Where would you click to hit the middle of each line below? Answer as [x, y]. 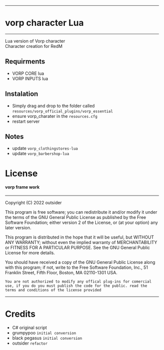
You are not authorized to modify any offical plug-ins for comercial [78, 282]
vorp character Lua [44, 23]
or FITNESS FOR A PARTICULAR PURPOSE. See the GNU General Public [78, 247]
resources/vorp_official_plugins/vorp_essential [62, 111]
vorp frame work [22, 187]
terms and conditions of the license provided [53, 290]
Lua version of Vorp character [35, 41]
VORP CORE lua [28, 73]
